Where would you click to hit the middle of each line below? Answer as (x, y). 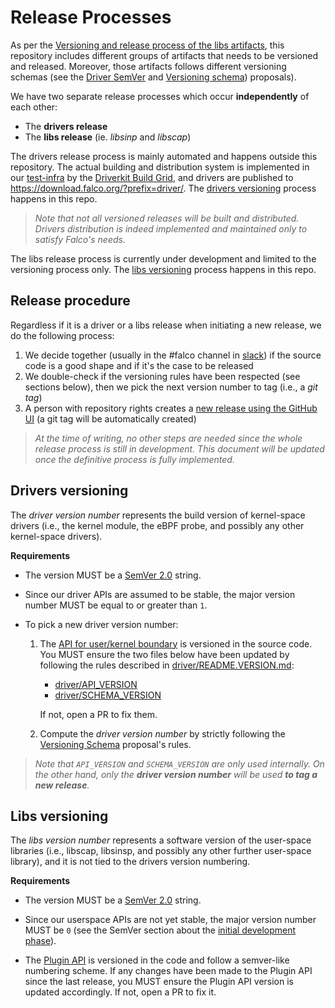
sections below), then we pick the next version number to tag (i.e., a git (171, 387)
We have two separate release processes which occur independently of (160, 96)
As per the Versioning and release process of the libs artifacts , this (147, 45)
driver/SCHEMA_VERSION (108, 695)
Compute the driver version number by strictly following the (162, 733)
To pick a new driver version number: (101, 624)
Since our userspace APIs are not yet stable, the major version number (170, 920)
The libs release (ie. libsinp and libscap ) (108, 137)
